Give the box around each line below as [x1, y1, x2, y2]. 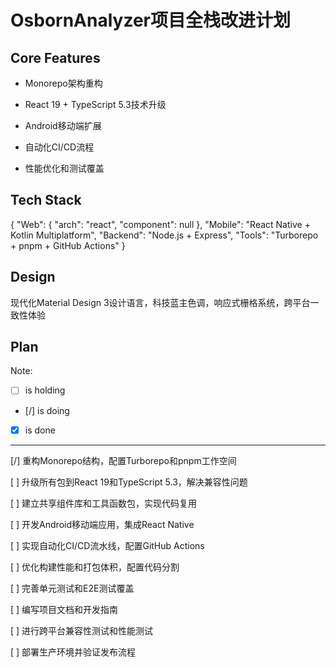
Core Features [10, 49, 101, 66]
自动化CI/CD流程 [24, 141, 95, 153]
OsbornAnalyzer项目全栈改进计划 [10, 9, 292, 32]
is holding [24, 384, 66, 396]
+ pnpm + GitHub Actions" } [10, 239, 126, 251]
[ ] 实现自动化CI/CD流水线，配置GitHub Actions [10, 539, 205, 551]
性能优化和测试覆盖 [24, 162, 105, 174]
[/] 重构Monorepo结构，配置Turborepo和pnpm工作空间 [10, 454, 237, 466]
